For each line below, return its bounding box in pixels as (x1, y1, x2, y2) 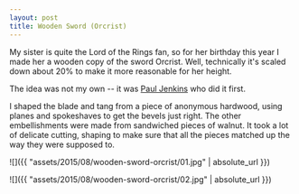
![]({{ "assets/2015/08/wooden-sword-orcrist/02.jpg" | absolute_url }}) (9, 173, 273, 185)
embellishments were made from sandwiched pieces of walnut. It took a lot (9, 119, 289, 131)
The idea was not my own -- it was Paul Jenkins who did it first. (9, 83, 247, 94)
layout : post (9, 13, 59, 23)
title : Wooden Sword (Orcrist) (9, 22, 127, 31)
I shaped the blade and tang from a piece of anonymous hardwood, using (9, 100, 283, 111)
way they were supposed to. (9, 139, 116, 150)
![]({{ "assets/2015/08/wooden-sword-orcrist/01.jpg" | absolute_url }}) (9, 156, 271, 167)
